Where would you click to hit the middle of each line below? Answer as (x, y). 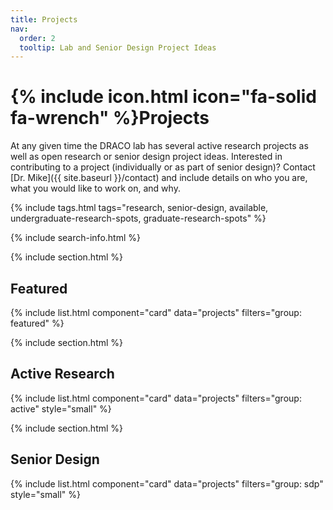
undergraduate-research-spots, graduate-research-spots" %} (138, 218)
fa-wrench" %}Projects (110, 118)
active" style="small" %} (61, 408)
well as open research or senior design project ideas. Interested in (146, 157)
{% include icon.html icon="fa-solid (163, 97)
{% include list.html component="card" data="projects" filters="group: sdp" (167, 483)
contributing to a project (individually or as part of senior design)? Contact (163, 167)
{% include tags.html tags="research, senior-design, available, (139, 208)
